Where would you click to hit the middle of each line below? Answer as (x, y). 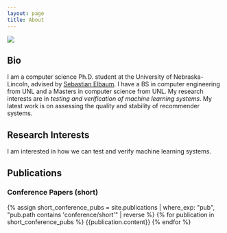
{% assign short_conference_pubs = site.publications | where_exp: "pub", (111, 207)
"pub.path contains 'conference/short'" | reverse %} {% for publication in (111, 214)
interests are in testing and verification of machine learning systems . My (110, 99)
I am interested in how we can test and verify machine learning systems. (109, 151)
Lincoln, (18, 84)
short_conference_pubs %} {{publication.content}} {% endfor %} (99, 222)
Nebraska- (189, 77)
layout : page (26, 13)
